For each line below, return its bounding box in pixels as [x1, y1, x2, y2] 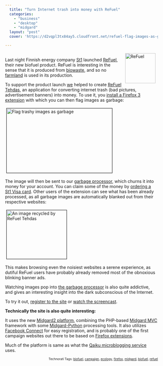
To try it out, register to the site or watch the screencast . [5, 299, 118, 304]
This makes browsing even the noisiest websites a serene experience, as [5, 264, 151, 270]
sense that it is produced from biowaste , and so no [5, 67, 107, 73]
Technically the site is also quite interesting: [5, 308, 96, 314]
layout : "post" [9, 30, 40, 34]
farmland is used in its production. [5, 72, 73, 78]
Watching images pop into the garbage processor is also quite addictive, [5, 284, 150, 290]
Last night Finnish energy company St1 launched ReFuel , [5, 57, 118, 63]
